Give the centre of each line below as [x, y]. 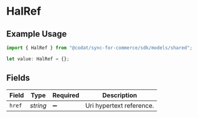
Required [66, 95]
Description [120, 95]
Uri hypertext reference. [120, 105]
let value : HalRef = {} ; [38, 59]
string [38, 105]
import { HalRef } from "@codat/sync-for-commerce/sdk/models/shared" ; [99, 48]
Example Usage [37, 34]
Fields [18, 78]
